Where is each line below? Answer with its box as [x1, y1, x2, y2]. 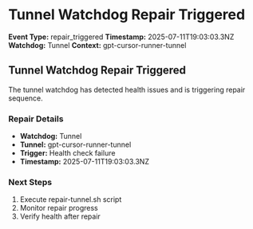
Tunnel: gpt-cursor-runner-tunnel [19, 140, 132, 149]
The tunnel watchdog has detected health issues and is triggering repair [8, 85, 246, 94]
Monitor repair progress [19, 203, 98, 213]
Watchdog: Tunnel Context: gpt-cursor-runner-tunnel [8, 40, 187, 49]
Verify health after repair [19, 211, 101, 221]
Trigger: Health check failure [19, 148, 116, 158]
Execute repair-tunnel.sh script [19, 195, 122, 204]
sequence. [8, 93, 44, 103]
